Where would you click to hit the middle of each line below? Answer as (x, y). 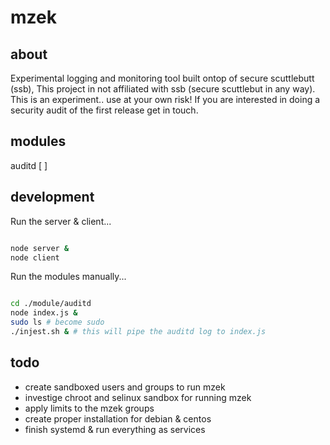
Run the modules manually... (68, 277)
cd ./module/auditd (51, 304)
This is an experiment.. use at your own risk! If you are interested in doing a (165, 99)
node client (35, 257)
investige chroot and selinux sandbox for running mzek (138, 397)
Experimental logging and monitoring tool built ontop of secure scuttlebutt (162, 78)
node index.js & (44, 313)
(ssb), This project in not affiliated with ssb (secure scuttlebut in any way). (163, 89)
